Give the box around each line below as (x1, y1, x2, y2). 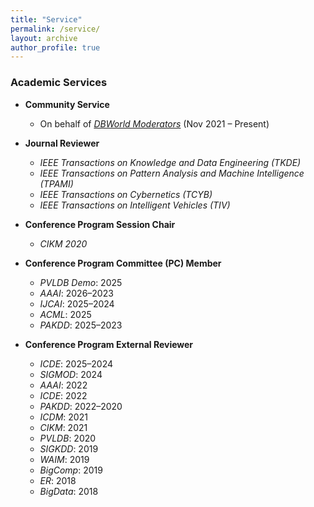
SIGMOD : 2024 (39, 368, 103, 380)
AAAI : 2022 (39, 379, 88, 391)
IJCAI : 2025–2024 (39, 297, 115, 310)
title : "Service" (10, 14, 83, 25)
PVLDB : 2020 (39, 432, 97, 444)
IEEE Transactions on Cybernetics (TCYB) (39, 188, 213, 200)
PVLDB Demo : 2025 (39, 276, 123, 288)
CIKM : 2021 (39, 421, 88, 433)
